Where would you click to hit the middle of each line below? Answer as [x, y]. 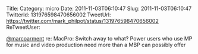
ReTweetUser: [23, 27]
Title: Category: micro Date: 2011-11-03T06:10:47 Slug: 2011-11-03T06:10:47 [99, 9]
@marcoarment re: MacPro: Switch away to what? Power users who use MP [99, 38]
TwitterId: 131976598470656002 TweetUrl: [59, 15]
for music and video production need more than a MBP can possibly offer [96, 45]
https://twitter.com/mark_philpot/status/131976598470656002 [82, 21]
